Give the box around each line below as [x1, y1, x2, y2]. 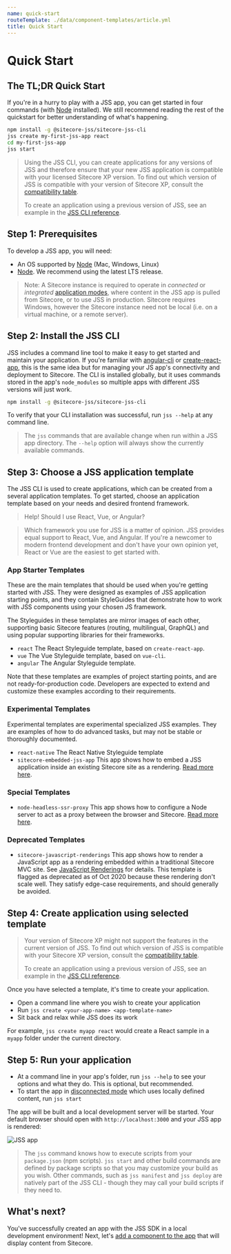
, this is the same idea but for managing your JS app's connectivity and [18, 363, 221, 372]
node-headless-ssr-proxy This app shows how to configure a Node [17, 803, 208, 811]
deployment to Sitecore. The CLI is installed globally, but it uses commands [7, 370, 221, 378]
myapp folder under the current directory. [7, 1034, 122, 1043]
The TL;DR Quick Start [7, 80, 106, 92]
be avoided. [17, 887, 51, 896]
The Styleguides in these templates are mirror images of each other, [7, 616, 201, 625]
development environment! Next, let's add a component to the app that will [7, 1231, 219, 1239]
